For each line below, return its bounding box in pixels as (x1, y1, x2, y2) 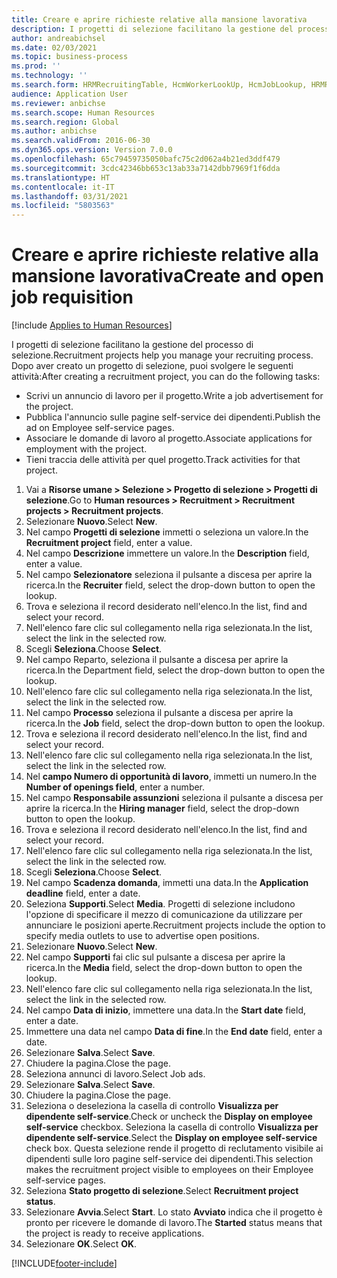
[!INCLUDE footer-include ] (11, 1257, 118, 1270)
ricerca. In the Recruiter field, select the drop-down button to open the (25, 579, 316, 591)
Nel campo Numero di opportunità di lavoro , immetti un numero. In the (25, 771, 318, 783)
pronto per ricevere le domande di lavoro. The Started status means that (25, 1217, 323, 1229)
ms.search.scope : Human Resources (11, 107, 156, 118)
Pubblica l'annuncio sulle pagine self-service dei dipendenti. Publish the (25, 411, 321, 423)
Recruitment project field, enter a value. (25, 537, 193, 549)
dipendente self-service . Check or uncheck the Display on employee (25, 1111, 313, 1123)
